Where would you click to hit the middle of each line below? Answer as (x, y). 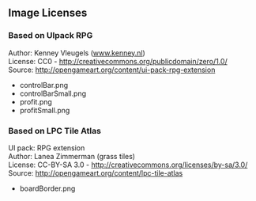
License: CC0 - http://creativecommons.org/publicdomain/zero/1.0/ (118, 61)
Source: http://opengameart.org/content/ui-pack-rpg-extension (112, 70)
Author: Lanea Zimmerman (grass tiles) (72, 156)
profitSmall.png (45, 110)
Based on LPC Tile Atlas (55, 131)
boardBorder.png (47, 188)
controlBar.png (44, 85)
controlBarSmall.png (53, 93)
